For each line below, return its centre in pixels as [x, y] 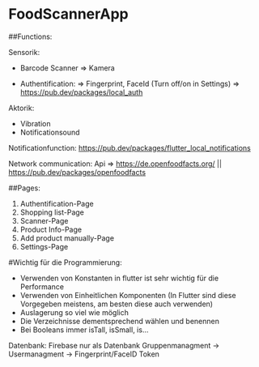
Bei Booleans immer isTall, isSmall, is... [84, 330]
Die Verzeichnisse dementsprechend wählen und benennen [120, 321]
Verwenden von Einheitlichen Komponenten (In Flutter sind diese [128, 295]
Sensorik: [24, 52]
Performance [42, 286]
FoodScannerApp [69, 14]
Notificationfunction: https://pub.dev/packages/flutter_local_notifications [129, 147]
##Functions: [30, 36]
